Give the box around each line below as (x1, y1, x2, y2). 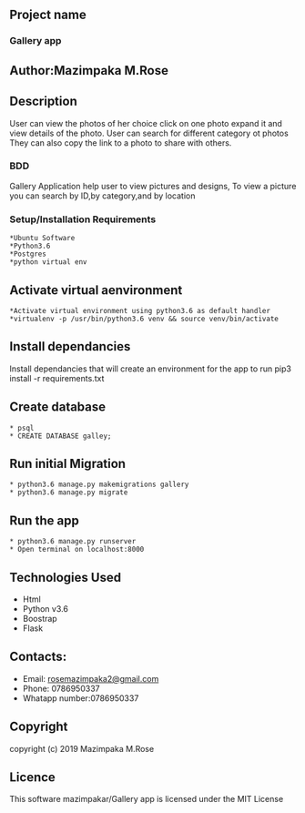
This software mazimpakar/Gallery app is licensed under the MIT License (9, 794, 284, 805)
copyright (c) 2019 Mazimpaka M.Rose (9, 743, 155, 754)
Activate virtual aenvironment (9, 282, 183, 298)
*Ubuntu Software (9, 234, 76, 243)
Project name (9, 7, 86, 23)
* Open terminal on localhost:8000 (9, 545, 145, 554)
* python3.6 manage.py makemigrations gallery (9, 480, 189, 490)
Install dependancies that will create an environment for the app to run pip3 (9, 363, 291, 374)
